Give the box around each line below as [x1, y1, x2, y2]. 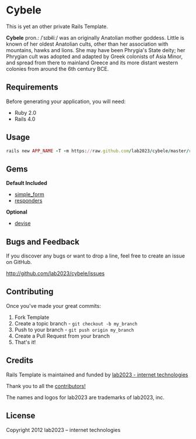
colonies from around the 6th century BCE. [6, 65, 109, 72]
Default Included [6, 180, 48, 187]
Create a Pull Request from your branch [14, 332, 110, 339]
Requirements [6, 83, 58, 92]
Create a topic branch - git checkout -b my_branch [14, 320, 138, 327]
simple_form [14, 191, 45, 198]
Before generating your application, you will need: [6, 98, 126, 105]
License [6, 411, 36, 421]
